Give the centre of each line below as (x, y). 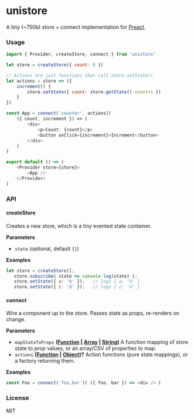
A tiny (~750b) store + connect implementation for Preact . (76, 27)
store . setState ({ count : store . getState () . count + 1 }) (94, 92)
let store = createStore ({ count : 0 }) (55, 65)
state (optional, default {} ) (47, 248)
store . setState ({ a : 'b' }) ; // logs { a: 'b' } (77, 282)
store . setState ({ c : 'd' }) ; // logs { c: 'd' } (77, 287)
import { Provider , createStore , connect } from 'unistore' (81, 54)
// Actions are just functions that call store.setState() (80, 75)
